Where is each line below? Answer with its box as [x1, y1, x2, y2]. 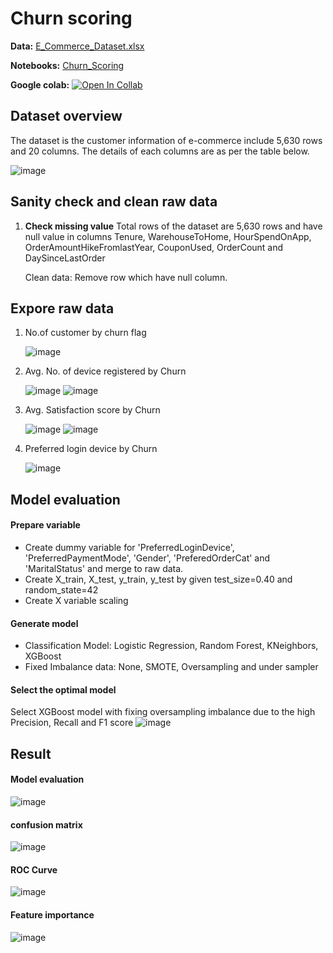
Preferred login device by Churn [24, 443, 158, 455]
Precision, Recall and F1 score [10, 717, 134, 729]
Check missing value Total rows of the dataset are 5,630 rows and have [24, 220, 323, 232]
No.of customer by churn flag [24, 327, 147, 339]
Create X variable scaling [24, 594, 129, 606]
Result [10, 745, 52, 762]
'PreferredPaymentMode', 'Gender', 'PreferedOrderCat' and [24, 552, 271, 564]
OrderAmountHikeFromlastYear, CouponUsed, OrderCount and [24, 241, 284, 253]
